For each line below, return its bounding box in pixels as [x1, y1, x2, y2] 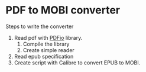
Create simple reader [22, 46, 74, 53]
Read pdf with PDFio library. [14, 34, 83, 41]
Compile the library [22, 40, 70, 47]
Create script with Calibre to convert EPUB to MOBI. [14, 59, 141, 66]
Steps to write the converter [5, 23, 74, 30]
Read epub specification [14, 53, 74, 60]
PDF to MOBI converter [5, 4, 121, 17]
